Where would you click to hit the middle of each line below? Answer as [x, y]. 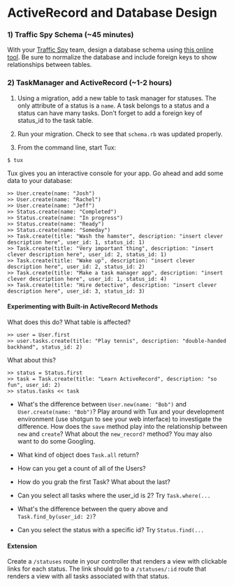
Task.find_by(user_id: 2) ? [57, 516]
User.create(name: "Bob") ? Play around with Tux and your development [121, 411]
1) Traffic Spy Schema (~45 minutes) [71, 35]
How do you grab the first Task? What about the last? [94, 482]
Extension [22, 545]
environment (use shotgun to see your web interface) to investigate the [119, 419]
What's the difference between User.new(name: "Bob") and [102, 404]
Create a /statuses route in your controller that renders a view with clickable [117, 562]
